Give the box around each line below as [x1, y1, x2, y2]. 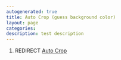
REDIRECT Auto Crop [14, 47, 67, 54]
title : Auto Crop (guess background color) [6, 14, 116, 20]
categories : [6, 25, 36, 31]
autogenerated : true [6, 8, 58, 15]
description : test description [6, 31, 84, 37]
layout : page [6, 20, 39, 26]
